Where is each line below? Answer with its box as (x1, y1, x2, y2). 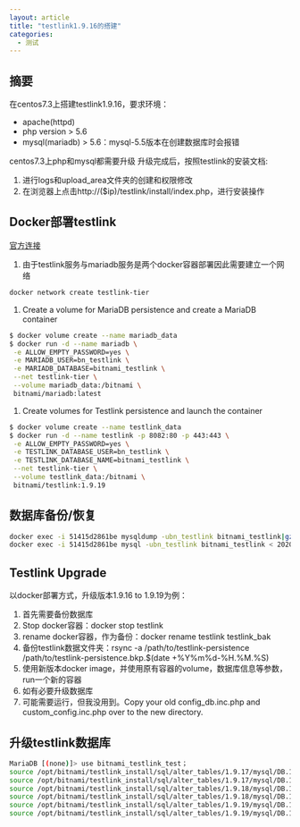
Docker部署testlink (9, 215, 117, 230)
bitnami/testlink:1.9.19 (12, 480, 105, 490)
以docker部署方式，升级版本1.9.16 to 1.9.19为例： (9, 590, 187, 601)
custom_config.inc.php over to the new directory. (21, 707, 204, 718)
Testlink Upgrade (9, 565, 107, 580)
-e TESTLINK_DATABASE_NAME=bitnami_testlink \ (12, 456, 190, 465)
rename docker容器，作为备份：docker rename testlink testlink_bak (21, 631, 271, 642)
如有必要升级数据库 (21, 686, 94, 696)
